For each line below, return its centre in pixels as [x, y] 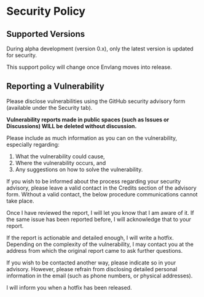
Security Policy [46, 11]
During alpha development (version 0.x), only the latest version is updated [100, 48]
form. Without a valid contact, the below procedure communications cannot [102, 194]
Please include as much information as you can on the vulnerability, [92, 138]
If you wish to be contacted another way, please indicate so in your [91, 263]
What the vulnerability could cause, [60, 156]
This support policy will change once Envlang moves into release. [89, 67]
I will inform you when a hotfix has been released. [69, 287]
